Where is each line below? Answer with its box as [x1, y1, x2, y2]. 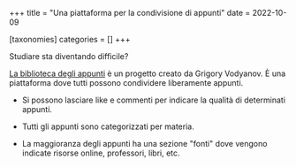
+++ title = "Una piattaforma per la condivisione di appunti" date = [9, 8, 251, 18]
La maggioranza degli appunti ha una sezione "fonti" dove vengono [21, 139, 268, 148]
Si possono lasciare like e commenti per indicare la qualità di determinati [21, 95, 285, 105]
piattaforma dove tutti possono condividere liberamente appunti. [9, 78, 244, 87]
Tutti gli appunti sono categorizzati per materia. [21, 121, 194, 132]
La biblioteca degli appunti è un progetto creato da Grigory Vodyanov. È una [9, 68, 286, 79]
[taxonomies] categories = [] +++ [9, 34, 131, 44]
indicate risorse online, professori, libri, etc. [21, 148, 180, 158]
